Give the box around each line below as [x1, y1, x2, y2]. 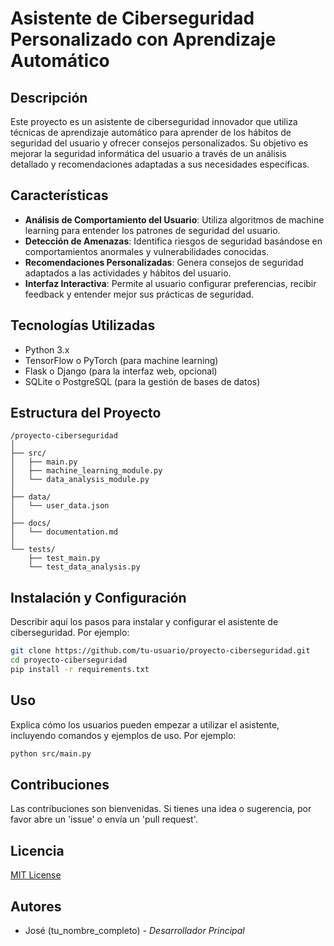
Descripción [10, 89, 88, 106]
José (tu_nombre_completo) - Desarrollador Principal [24, 925, 245, 936]
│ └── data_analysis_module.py [10, 475, 150, 485]
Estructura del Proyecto [10, 405, 162, 422]
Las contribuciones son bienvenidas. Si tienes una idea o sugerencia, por [10, 803, 312, 815]
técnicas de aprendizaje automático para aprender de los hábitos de [10, 127, 292, 138]
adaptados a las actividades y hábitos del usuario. [24, 267, 232, 279]
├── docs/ [10, 518, 52, 529]
